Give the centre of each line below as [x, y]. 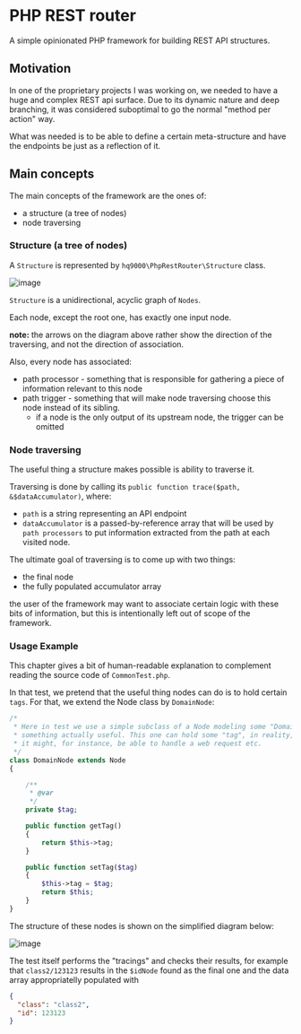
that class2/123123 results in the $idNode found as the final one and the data [149, 970]
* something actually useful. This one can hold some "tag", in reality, [154, 735]
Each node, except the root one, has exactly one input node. [120, 317]
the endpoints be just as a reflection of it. [85, 145]
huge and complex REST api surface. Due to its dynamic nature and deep [145, 100]
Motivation [40, 69]
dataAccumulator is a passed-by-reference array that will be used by [148, 523]
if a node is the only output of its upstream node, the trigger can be [159, 417]
